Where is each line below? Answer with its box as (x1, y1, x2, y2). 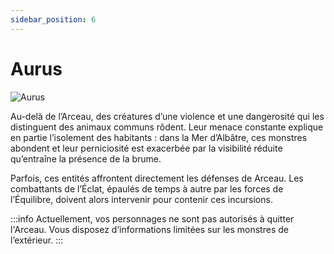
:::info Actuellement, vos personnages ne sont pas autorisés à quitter (10, 212, 295, 225)
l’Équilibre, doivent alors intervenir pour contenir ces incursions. (10, 193, 273, 205)
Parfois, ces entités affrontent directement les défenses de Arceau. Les (10, 172, 304, 184)
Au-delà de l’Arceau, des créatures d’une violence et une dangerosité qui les (10, 110, 325, 122)
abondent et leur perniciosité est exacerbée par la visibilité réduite (10, 142, 283, 154)
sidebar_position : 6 (10, 14, 97, 25)
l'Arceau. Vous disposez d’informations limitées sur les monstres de (10, 223, 289, 235)
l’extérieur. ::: (10, 234, 64, 246)
